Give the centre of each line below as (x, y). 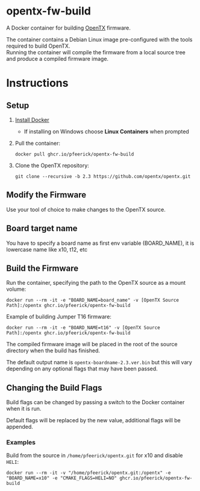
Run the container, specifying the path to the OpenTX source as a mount (96, 283)
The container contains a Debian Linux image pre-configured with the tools (99, 39)
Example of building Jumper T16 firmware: (59, 317)
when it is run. (24, 409)
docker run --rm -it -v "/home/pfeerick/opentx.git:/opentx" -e (89, 473)
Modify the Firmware (46, 195)
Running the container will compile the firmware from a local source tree (96, 52)
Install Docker (32, 119)
